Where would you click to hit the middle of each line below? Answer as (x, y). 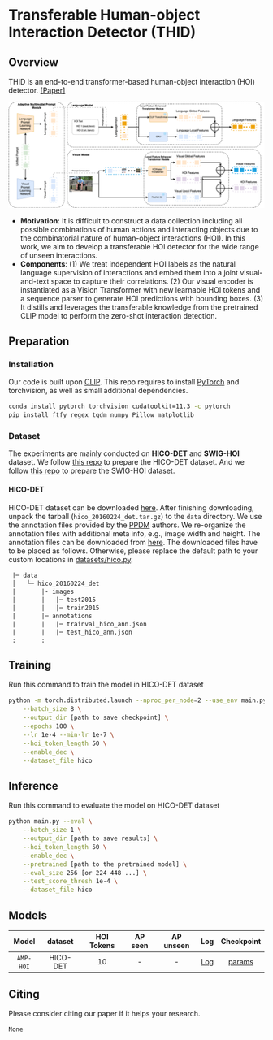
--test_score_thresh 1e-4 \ (70, 882)
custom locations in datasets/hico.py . (71, 559)
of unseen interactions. (59, 255)
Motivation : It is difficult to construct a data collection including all (131, 220)
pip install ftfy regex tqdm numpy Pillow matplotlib (102, 415)
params (241, 962)
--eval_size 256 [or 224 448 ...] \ (85, 873)
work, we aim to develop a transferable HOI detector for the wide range (140, 246)
